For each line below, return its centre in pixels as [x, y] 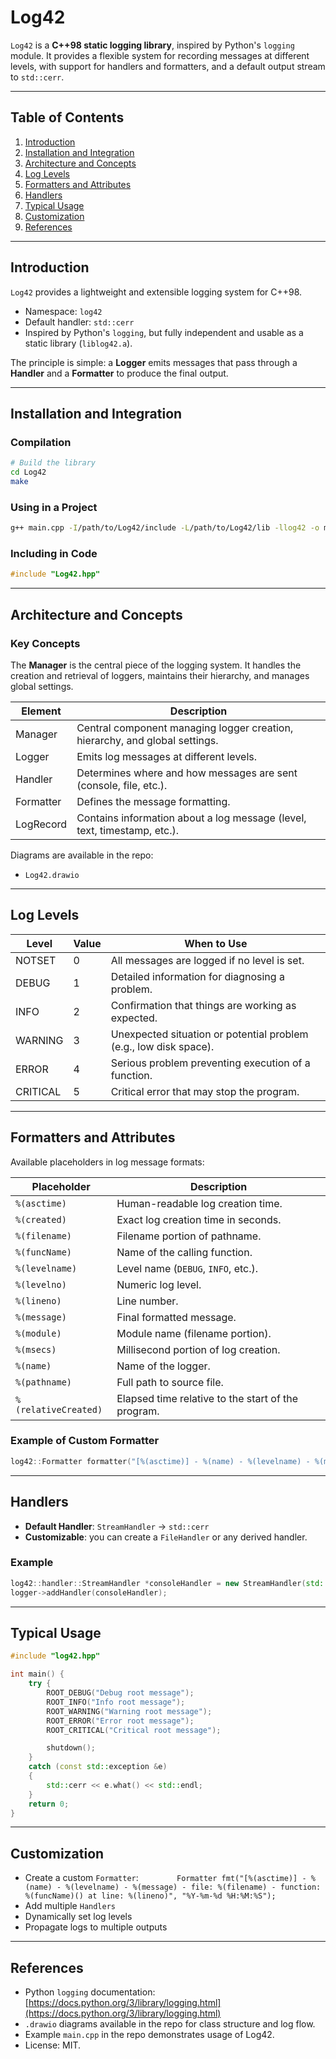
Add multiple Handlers [70, 1906]
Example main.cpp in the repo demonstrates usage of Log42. [149, 2034]
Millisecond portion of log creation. [198, 1349]
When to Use [216, 943]
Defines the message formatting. [153, 801]
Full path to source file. [170, 1382]
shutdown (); [71, 1748]
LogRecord [41, 824]
